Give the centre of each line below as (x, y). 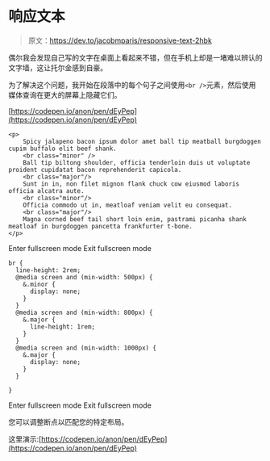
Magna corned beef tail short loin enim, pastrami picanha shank (135, 219)
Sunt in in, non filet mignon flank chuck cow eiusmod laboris (131, 184)
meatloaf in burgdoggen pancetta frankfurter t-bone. (101, 226)
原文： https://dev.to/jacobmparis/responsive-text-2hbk (120, 40)
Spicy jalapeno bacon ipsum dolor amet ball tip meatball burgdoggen (142, 141)
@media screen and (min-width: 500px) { (84, 277)
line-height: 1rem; (62, 327)
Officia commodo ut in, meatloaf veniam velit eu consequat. (127, 205)
